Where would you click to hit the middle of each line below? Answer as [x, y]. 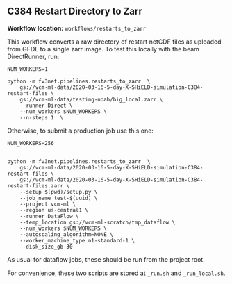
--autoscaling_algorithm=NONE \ [66, 234]
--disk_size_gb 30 [46, 247]
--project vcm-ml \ [48, 204]
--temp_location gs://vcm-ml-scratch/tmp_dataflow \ [98, 222]
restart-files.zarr [35, 186]
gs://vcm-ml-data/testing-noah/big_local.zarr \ [91, 99]
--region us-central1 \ [54, 210]
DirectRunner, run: [33, 56]
